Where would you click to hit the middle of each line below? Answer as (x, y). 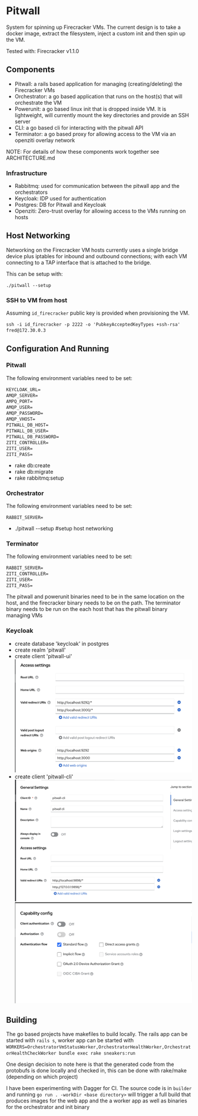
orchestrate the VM (38, 103)
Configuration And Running (57, 349)
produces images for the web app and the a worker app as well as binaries (97, 1101)
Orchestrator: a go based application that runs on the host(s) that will (98, 96)
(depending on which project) (42, 1077)
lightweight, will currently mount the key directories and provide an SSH (102, 115)
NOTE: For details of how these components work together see (83, 151)
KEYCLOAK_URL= (24, 389)
